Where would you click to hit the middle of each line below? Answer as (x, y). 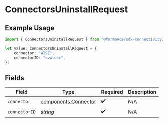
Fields (15, 78)
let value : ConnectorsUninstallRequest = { (51, 48)
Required (112, 92)
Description (142, 92)
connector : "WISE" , (34, 53)
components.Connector (68, 101)
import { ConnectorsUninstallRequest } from (52, 39)
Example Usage (30, 28)
